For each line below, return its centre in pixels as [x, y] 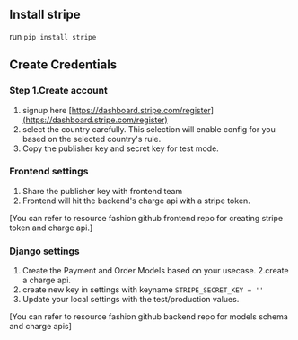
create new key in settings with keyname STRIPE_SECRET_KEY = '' [143, 290]
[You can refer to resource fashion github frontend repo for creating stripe [146, 218]
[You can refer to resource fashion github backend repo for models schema [149, 317]
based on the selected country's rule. [92, 139]
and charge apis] [40, 327]
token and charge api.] [51, 228]
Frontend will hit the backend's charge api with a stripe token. [136, 201]
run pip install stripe [53, 36]
